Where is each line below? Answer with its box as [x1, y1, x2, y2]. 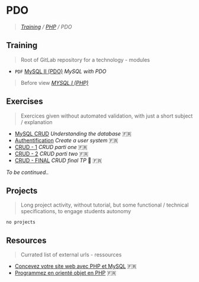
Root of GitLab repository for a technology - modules [20, 56, 150, 63]
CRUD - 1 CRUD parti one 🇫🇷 [14, 143, 88, 150]
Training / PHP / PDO [20, 23, 72, 30]
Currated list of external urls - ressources [20, 251, 122, 258]
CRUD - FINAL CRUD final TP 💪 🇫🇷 [14, 157, 102, 164]
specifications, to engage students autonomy [20, 208, 131, 215]
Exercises [6, 96, 43, 107]
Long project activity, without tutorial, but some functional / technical [20, 201, 189, 208]
